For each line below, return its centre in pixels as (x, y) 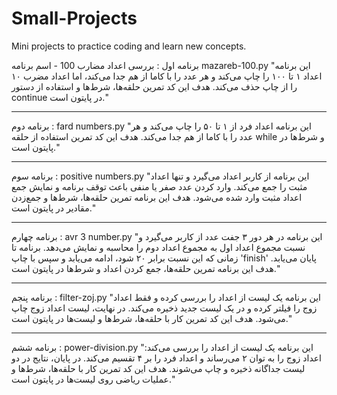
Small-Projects (74, 18)
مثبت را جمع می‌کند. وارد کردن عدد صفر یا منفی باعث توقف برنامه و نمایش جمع (159, 186)
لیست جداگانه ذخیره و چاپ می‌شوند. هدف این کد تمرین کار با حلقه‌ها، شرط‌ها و (158, 368)
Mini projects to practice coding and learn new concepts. (129, 46)
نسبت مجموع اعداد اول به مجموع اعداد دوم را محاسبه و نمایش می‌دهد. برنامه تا (158, 247)
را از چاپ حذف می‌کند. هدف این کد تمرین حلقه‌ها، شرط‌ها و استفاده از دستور (154, 86)
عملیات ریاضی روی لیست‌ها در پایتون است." (93, 379)
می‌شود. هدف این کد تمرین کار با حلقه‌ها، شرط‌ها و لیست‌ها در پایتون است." (152, 318)
